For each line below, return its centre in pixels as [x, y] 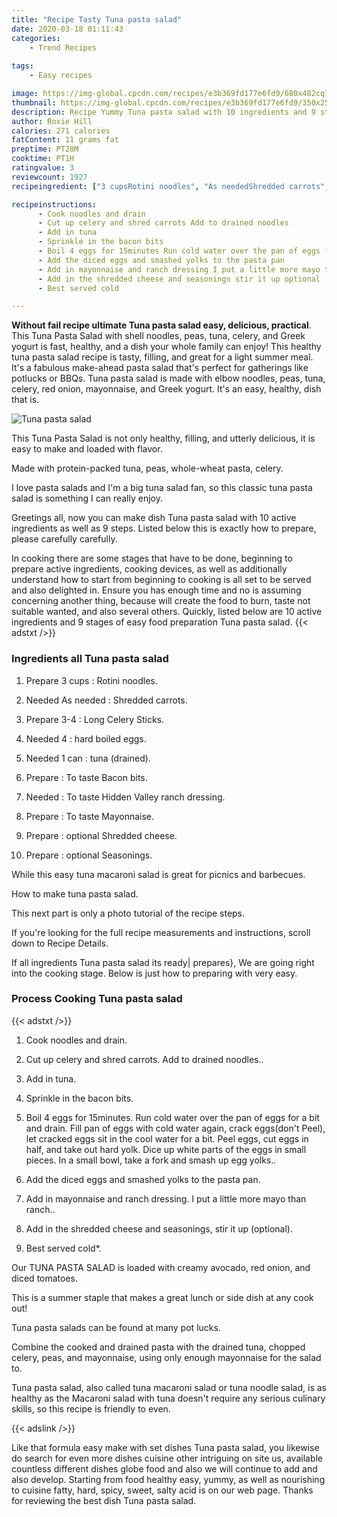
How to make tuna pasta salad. [75, 893]
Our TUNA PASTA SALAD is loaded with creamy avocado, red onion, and [161, 1267]
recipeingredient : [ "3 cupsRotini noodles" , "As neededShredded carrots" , [170, 186]
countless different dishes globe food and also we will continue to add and [164, 1468]
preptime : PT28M [45, 149]
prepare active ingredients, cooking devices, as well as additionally [149, 569]
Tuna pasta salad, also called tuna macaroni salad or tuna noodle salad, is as [169, 1387]
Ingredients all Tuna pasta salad [90, 659]
